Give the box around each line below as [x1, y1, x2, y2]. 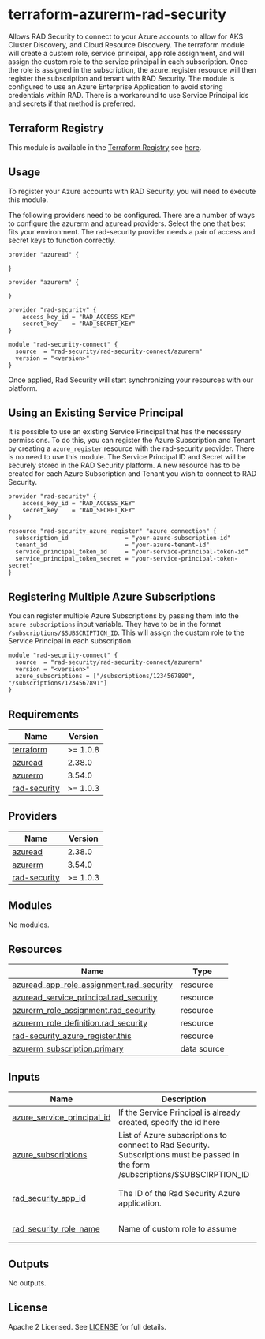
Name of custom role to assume [118, 1224, 237, 1235]
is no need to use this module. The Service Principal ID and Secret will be [8, 452, 246, 462]
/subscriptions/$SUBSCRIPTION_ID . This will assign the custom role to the [8, 628, 244, 637]
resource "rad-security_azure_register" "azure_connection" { [8, 527, 217, 535]
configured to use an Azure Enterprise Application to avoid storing [8, 81, 223, 92]
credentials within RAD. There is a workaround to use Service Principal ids [8, 90, 249, 99]
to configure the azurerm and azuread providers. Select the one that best [8, 219, 246, 228]
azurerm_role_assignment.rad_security [12, 1005, 156, 1016]
